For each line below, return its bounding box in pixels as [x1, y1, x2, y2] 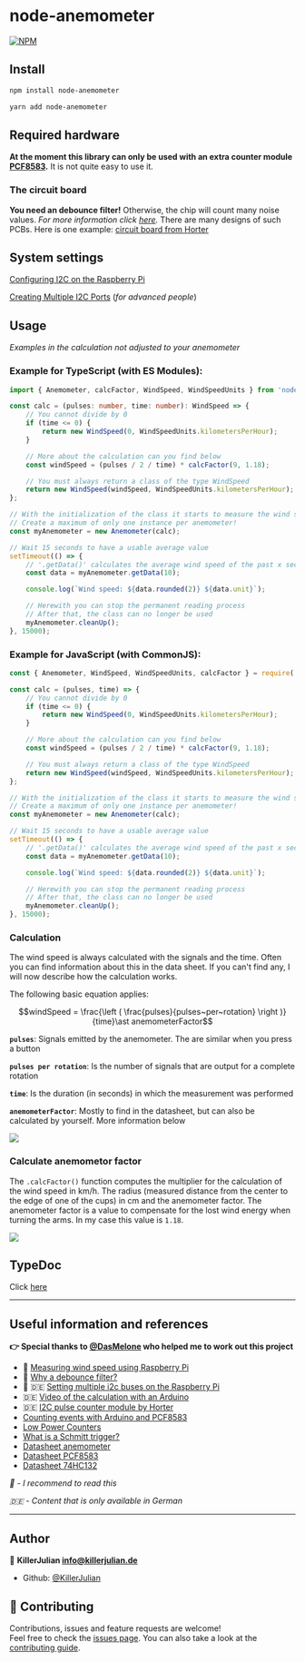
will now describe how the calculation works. [9, 971, 178, 982]
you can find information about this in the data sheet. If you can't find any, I [9, 961, 290, 972]
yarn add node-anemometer [9, 102, 107, 112]
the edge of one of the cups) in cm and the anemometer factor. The [9, 1195, 262, 1205]
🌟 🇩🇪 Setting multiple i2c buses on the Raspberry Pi [22, 1382, 221, 1392]
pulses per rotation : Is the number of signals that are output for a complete [9, 1061, 295, 1072]
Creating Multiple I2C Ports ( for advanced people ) [9, 291, 197, 302]
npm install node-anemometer [9, 85, 120, 95]
